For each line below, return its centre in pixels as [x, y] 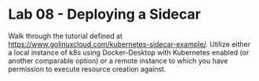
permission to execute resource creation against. [87, 69]
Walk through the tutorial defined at [66, 36]
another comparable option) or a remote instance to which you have [118, 61]
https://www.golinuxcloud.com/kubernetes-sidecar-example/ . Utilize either [129, 44]
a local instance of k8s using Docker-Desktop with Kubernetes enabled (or [129, 52]
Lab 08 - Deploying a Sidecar [105, 14]
